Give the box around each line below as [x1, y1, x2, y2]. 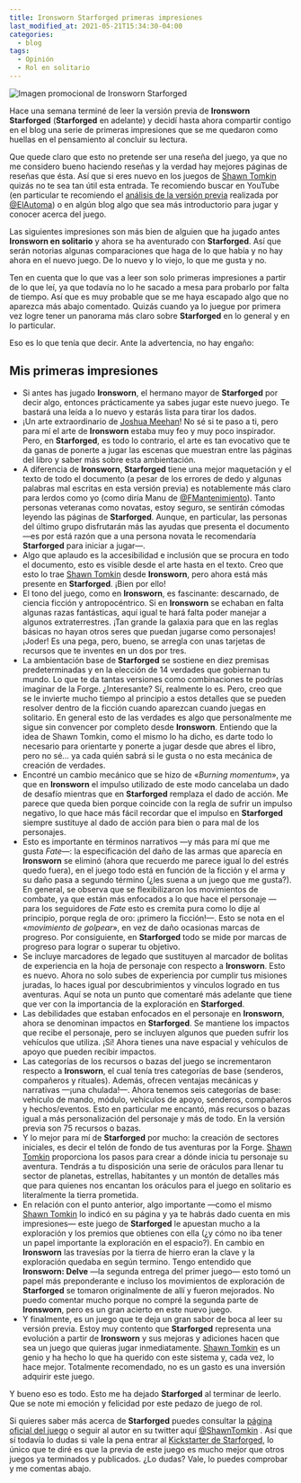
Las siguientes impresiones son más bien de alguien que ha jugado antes [9, 226, 280, 236]
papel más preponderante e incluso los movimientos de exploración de [22, 1275, 286, 1286]
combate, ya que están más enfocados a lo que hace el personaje [22, 893, 267, 904]
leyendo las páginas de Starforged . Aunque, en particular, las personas [22, 511, 288, 522]
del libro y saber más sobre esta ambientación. [22, 454, 196, 465]
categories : [9, 30, 54, 39]
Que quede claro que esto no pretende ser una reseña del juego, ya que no [9, 151, 288, 162]
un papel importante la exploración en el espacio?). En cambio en [22, 1237, 265, 1248]
